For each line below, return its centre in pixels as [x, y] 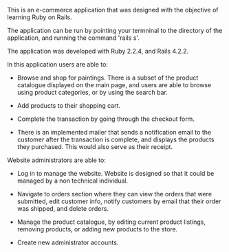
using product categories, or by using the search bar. [92, 92]
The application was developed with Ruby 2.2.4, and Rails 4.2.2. [98, 51]
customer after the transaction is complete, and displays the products [116, 139]
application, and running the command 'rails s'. [73, 38]
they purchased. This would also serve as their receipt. [95, 147]
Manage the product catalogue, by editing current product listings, [111, 222]
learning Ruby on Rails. [40, 17]
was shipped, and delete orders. [63, 208]
